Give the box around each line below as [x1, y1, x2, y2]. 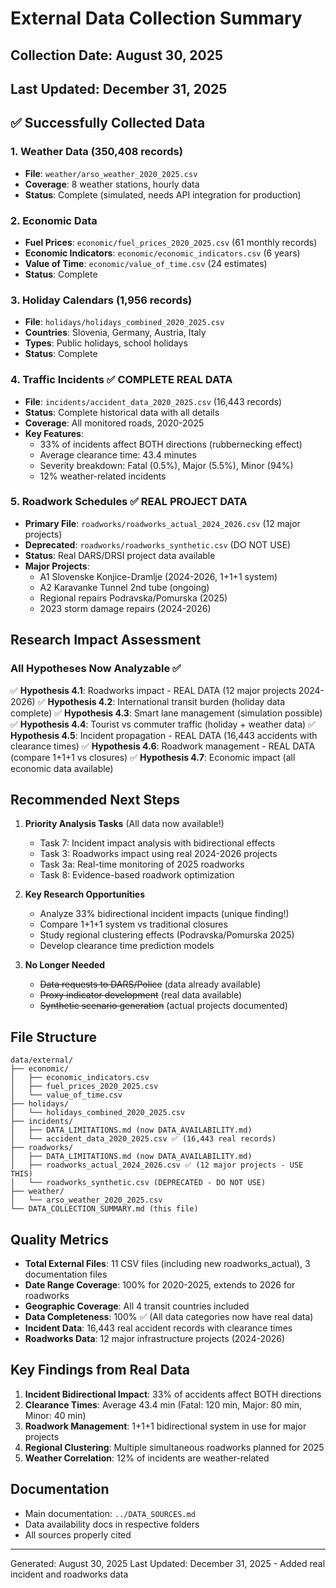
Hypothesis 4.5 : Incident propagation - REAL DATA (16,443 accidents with [10, 729, 318, 741]
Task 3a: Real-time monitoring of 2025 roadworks [39, 858, 245, 871]
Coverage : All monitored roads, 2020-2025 [24, 417, 205, 429]
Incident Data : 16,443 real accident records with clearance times [24, 1322, 293, 1334]
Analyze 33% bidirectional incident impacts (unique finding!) [39, 908, 290, 920]
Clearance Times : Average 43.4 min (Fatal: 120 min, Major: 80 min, [24, 1398, 302, 1411]
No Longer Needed [24, 959, 106, 971]
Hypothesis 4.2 [47, 695, 113, 707]
